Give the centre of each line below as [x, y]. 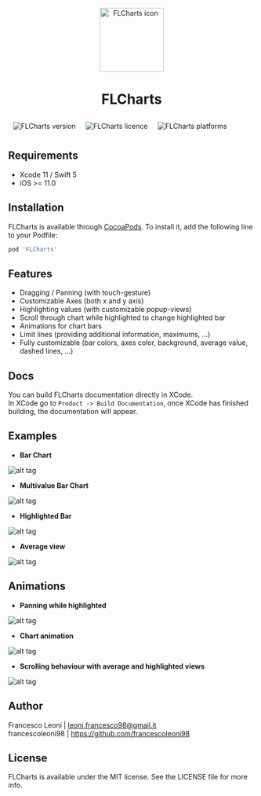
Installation [36, 208]
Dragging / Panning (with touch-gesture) [85, 293]
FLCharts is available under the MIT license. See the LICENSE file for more [128, 777]
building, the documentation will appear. [73, 412]
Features [30, 274]
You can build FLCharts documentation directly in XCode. [101, 395]
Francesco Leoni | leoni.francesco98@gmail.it [82, 725]
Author [25, 706]
